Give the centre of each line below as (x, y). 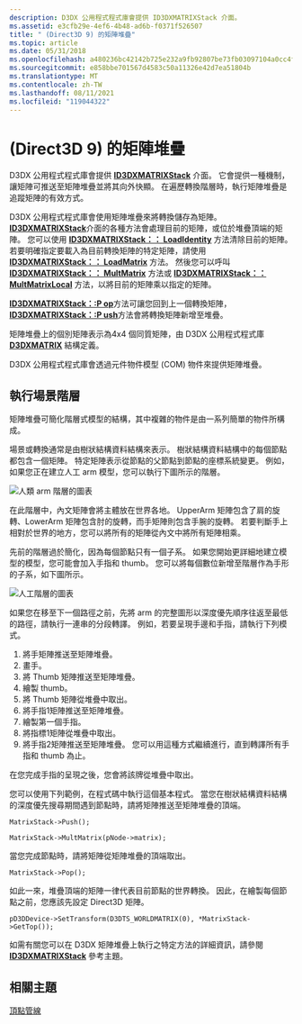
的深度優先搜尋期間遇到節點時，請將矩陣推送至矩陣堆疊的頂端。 (127, 805)
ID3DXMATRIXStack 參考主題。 (69, 956)
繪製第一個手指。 (54, 722)
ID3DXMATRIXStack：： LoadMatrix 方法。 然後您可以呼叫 (120, 262)
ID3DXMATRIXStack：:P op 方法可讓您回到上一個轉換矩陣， (120, 304)
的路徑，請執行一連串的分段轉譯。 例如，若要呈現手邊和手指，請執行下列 (144, 624)
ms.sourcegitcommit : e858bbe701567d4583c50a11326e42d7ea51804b (130, 68)
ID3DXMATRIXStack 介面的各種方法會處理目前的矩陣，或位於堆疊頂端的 (142, 228)
